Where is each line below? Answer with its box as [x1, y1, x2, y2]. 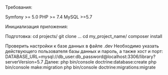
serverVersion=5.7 [5, 59, 44, 64]
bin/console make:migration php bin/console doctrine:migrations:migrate [5, 64, 156, 70]
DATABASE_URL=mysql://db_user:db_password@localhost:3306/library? [5, 53, 156, 59]
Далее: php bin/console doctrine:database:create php [44, 59, 157, 64]
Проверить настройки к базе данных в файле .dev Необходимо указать [5, 43, 159, 49]
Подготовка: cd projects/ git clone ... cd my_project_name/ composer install [5, 33, 162, 39]
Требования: [5, 4, 33, 10]
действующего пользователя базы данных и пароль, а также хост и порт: [5, 48, 163, 54]
